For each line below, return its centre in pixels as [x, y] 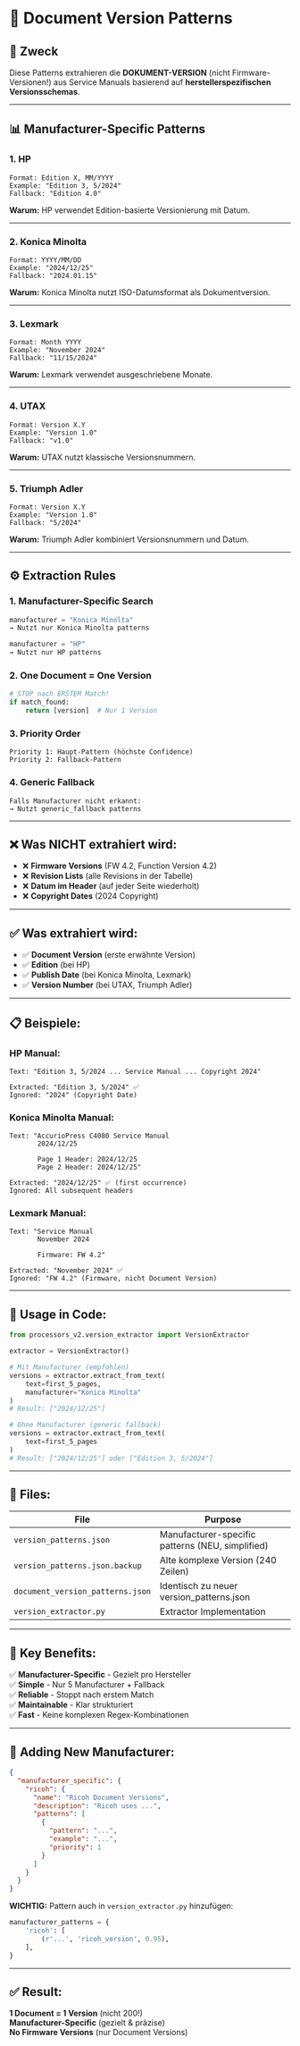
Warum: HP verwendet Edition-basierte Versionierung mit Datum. [129, 210]
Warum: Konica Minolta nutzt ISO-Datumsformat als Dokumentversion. [140, 292]
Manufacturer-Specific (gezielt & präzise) [87, 2023]
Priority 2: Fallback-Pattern [66, 760]
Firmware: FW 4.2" [71, 1255]
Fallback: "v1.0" [42, 440]
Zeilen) [174, 1571]
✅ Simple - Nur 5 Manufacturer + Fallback [87, 1685]
